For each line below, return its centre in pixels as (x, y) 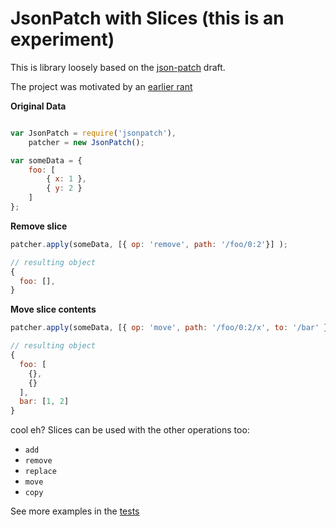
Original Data (38, 106)
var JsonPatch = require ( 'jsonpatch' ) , (93, 133)
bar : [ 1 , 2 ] (44, 402)
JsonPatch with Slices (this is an (147, 18)
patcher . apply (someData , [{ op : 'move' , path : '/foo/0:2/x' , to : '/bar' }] (171, 328)
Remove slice (39, 226)
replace (40, 472)
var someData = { (46, 160)
